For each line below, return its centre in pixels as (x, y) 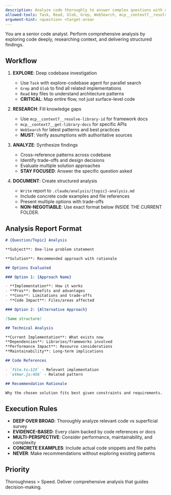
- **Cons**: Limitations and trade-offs (49, 296)
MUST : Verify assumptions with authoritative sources (76, 135)
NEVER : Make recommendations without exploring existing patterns (84, 453)
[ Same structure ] (24, 319)
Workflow (21, 61)
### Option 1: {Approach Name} (38, 277)
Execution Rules (31, 409)
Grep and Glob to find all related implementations (71, 88)
